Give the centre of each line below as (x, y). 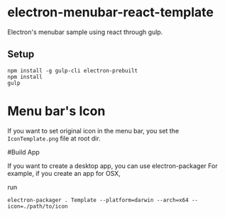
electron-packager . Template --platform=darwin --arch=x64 (98, 200)
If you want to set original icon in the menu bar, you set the (93, 130)
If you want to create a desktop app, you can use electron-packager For (112, 166)
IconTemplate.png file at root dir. (54, 138)
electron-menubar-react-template (111, 12)
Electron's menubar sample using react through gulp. (85, 32)
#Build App (24, 152)
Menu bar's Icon (56, 111)
